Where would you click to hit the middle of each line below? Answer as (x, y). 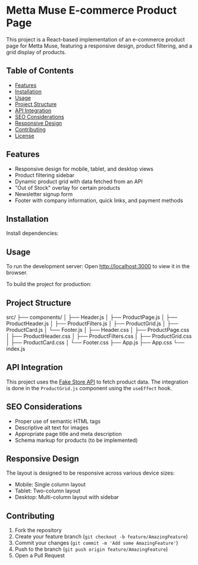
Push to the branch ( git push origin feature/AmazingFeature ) (91, 549)
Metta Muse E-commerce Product (92, 10)
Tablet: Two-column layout (47, 491)
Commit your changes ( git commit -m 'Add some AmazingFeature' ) (96, 543)
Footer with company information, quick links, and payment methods (99, 200)
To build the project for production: (49, 284)
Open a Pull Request (40, 555)
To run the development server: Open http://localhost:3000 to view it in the (98, 266)
